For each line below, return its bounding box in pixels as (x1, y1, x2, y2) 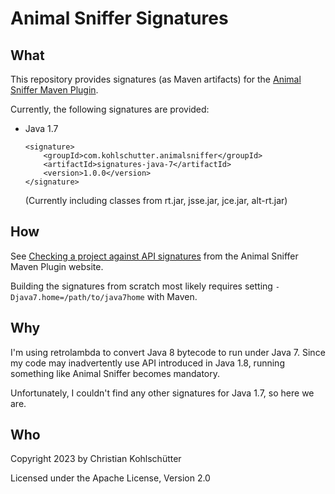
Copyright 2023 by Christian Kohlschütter (10, 453, 182, 465)
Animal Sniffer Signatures (10, 7, 229, 30)
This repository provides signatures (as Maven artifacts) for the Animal (10, 73, 302, 85)
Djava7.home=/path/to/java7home (10, 292, 145, 302)
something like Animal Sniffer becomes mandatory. (10, 367, 221, 379)
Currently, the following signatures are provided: (10, 103, 210, 115)
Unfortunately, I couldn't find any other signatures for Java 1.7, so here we (10, 387, 315, 399)
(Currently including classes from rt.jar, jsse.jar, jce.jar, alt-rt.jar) (24, 195, 288, 206)
